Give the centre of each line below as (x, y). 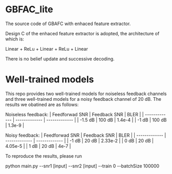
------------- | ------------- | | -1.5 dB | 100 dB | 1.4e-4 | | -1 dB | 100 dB (91, 120)
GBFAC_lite (29, 9)
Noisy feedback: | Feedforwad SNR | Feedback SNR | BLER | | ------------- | (86, 135)
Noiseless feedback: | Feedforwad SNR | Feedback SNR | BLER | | (75, 114)
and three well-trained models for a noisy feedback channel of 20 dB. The (83, 99)
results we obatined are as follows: (42, 104)
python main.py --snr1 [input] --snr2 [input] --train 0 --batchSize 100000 (82, 166)
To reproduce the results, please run (44, 156)
